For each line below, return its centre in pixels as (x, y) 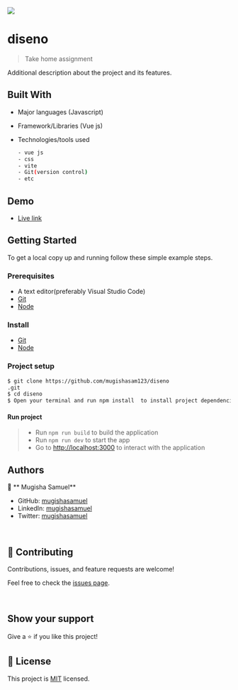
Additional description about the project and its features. (90, 72)
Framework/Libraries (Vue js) (60, 126)
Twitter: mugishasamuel (52, 516)
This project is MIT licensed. (49, 679)
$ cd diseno (25, 394)
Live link (30, 218)
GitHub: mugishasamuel (52, 501)
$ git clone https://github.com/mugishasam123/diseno (89, 381)
